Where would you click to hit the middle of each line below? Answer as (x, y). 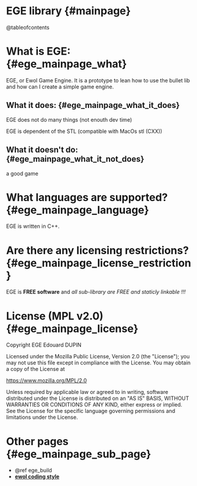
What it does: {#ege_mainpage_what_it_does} (93, 105)
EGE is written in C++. (33, 226)
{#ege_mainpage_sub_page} (79, 454)
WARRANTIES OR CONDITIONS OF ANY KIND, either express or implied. (94, 405)
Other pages (38, 441)
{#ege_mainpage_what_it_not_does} (75, 159)
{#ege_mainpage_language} (78, 210)
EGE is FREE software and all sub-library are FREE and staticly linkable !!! (96, 292)
